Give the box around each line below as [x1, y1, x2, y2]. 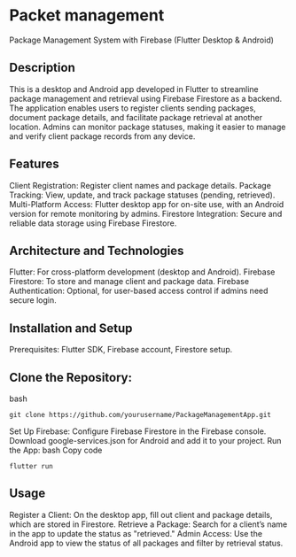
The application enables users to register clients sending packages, [9, 103, 256, 113]
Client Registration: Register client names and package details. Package [9, 180, 272, 190]
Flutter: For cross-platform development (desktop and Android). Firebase [9, 267, 276, 277]
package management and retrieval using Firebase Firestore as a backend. [9, 93, 283, 104]
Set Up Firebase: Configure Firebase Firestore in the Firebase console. [9, 426, 267, 437]
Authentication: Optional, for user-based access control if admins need [9, 285, 269, 297]
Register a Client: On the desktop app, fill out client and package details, [9, 509, 273, 520]
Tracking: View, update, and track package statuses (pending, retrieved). [9, 190, 276, 200]
